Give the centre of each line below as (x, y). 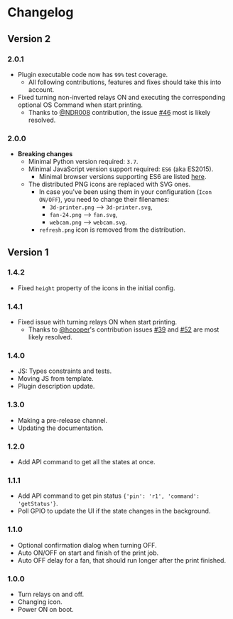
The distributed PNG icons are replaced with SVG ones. (109, 184)
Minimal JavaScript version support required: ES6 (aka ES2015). (121, 169)
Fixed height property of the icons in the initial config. (96, 288)
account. (41, 89)
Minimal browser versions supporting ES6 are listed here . (123, 177)
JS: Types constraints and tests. (65, 371)
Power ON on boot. (46, 609)
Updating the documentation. (61, 428)
